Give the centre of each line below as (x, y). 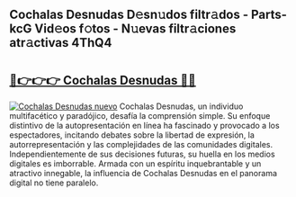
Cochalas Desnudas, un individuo (181, 106)
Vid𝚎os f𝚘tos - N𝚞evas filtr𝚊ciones (135, 29)
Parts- (269, 15)
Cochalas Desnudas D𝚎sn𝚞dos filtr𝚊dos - (129, 15)
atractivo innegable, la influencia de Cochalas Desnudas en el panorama (143, 173)
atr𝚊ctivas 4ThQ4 (61, 43)
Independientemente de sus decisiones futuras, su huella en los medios (143, 154)
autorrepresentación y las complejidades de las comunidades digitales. (141, 144)
